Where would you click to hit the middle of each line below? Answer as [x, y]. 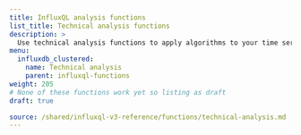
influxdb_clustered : [56, 59]
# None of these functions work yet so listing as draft [118, 92]
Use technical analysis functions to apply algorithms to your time [148, 42]
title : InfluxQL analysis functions [77, 17]
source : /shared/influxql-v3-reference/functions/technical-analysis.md [148, 117]
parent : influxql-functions [77, 76]
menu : [19, 51]
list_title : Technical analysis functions [90, 26]
